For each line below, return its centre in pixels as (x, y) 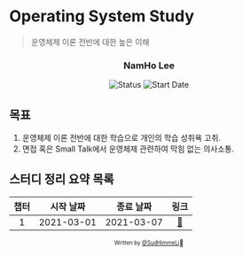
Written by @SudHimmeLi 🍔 (149, 243)
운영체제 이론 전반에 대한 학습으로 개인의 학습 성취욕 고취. (121, 138)
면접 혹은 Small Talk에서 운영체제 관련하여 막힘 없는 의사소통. (128, 149)
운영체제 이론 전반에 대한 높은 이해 (90, 42)
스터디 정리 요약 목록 (62, 179)
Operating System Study (102, 16)
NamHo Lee (149, 66)
